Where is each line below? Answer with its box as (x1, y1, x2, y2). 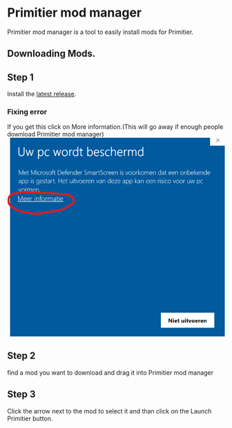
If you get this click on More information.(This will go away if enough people (7, 123, 224, 131)
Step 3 (7, 389, 36, 400)
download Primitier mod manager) (7, 130, 105, 139)
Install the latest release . (7, 90, 77, 98)
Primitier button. (7, 414, 53, 422)
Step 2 (7, 350, 36, 362)
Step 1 (7, 71, 35, 83)
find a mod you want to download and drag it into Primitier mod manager (7, 368, 214, 377)
